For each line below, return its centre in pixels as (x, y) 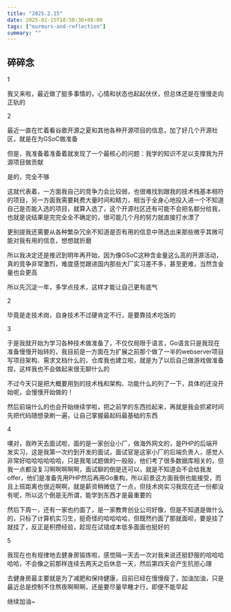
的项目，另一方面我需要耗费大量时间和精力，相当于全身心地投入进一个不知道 (115, 200)
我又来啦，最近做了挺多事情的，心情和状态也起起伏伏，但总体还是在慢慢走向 (115, 94)
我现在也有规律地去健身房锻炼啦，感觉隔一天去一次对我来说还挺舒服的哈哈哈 (115, 555)
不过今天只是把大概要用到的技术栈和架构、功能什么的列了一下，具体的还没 (112, 384)
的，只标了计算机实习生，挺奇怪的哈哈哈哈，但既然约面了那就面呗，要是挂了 (115, 518)
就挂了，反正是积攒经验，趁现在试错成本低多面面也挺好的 (88, 527)
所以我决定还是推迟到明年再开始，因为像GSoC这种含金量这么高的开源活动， (115, 255)
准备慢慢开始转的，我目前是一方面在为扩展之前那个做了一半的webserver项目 (116, 351)
